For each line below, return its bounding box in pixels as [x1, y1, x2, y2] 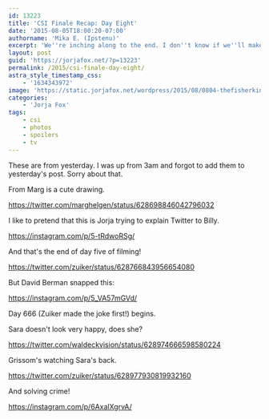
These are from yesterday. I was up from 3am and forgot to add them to [8, 160, 245, 170]
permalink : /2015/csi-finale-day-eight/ [8, 64, 146, 72]
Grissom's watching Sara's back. [8, 355, 118, 365]
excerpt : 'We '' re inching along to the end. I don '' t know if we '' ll [8, 42, 246, 50]
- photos [22, 123, 52, 131]
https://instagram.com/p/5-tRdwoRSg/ [8, 231, 135, 240]
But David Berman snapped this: [8, 277, 114, 287]
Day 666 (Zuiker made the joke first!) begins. [8, 308, 156, 318]
